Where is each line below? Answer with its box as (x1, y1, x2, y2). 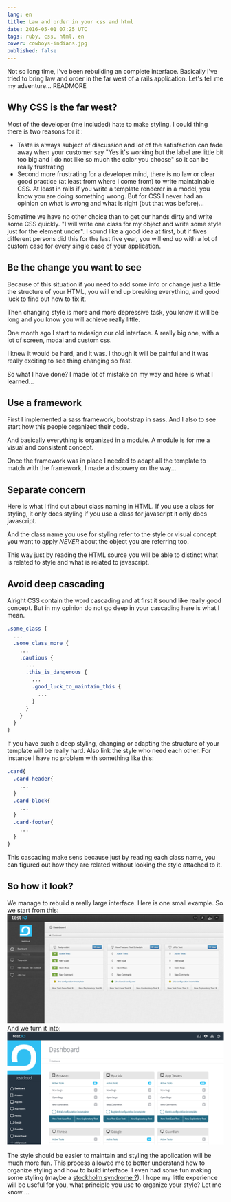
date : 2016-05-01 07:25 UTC (7, 25, 88, 32)
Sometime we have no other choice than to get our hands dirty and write (7, 212, 213, 220)
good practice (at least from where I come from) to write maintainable (16, 177, 215, 185)
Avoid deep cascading (7, 578, 105, 590)
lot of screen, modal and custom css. (7, 336, 112, 344)
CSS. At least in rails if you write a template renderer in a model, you (16, 184, 210, 193)
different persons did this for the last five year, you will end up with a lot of (7, 234, 218, 242)
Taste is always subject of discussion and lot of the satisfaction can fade (16, 140, 223, 149)
